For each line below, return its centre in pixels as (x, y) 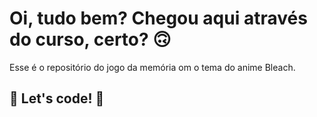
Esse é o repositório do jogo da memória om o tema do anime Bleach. (152, 67)
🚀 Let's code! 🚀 (57, 98)
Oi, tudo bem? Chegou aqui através (158, 18)
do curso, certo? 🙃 (90, 39)
